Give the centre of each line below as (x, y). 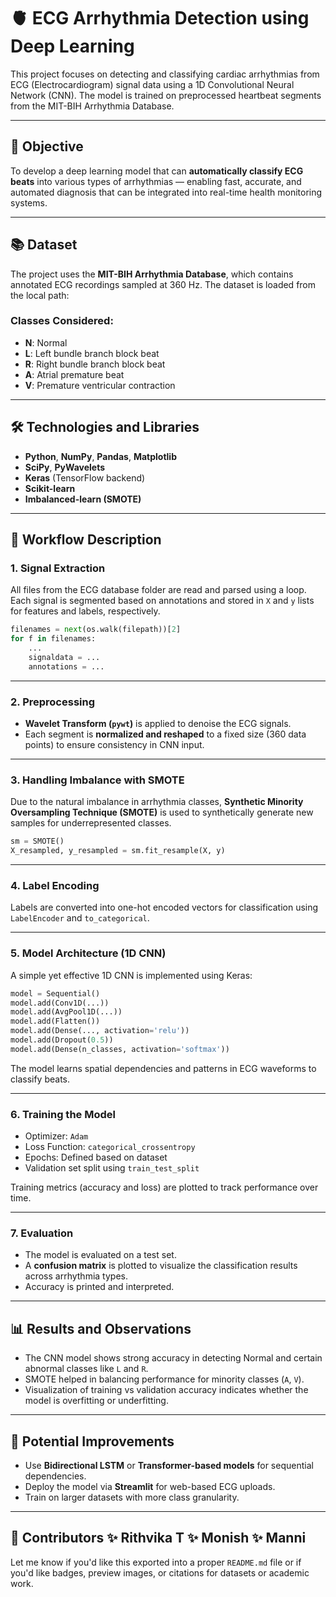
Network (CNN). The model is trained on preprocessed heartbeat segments (166, 95)
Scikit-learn (50, 488)
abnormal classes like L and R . (86, 1369)
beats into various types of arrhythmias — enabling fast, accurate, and (156, 181)
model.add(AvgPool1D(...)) (66, 1012)
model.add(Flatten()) (55, 1021)
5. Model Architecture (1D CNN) (88, 953)
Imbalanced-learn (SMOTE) (83, 499)
